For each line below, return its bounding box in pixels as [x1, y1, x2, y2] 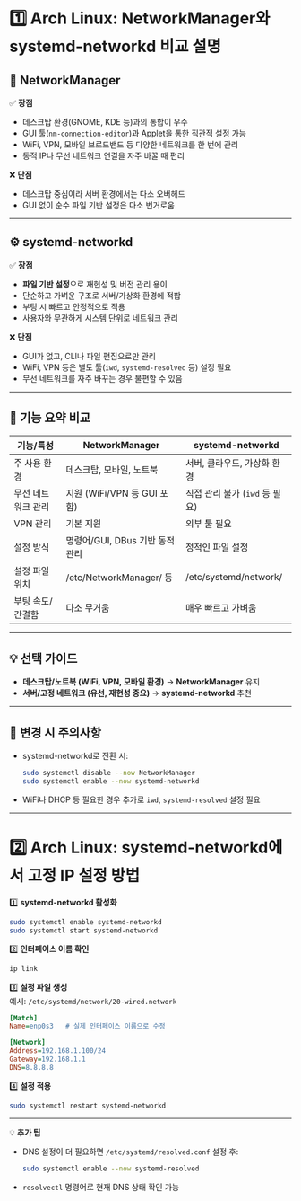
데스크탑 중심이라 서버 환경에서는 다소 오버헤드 [21, 189, 185, 199]
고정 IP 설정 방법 [27, 866, 141, 886]
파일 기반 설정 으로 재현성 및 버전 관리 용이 [21, 278, 168, 289]
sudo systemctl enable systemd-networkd [9, 917, 163, 926]
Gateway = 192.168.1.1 [9, 1055, 87, 1064]
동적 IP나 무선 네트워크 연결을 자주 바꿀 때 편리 [21, 150, 185, 161]
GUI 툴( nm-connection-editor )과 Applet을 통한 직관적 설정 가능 [21, 128, 246, 138]
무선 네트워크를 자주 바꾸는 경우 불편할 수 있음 [21, 373, 183, 384]
